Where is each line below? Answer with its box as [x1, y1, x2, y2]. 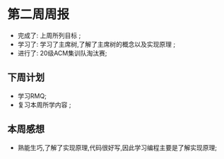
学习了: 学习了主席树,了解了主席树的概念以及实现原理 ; [17, 40, 175, 48]
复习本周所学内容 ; [17, 100, 71, 109]
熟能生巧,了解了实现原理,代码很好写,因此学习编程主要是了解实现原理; [17, 143, 218, 152]
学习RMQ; [17, 91, 47, 100]
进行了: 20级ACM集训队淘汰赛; [17, 49, 107, 57]
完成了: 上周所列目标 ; [17, 31, 81, 40]
